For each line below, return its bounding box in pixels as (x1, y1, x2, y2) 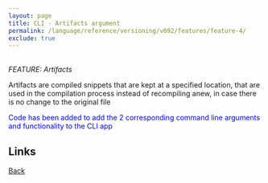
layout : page (8, 11, 52, 20)
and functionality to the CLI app (8, 121, 113, 131)
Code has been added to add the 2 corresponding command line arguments (8, 113, 261, 123)
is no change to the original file (8, 97, 111, 107)
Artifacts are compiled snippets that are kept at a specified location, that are (8, 80, 261, 90)
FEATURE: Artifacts (8, 65, 72, 75)
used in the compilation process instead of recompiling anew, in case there (8, 89, 258, 99)
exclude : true (8, 34, 56, 43)
